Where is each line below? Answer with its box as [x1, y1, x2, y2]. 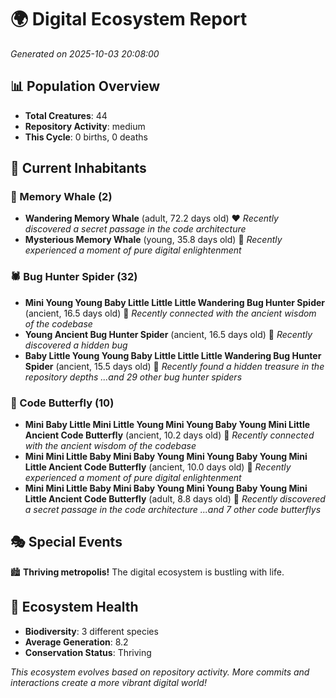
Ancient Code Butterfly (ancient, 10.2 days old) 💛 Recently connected [24, 429, 315, 441]
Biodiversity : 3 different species [24, 625, 159, 637]
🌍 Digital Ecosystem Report [10, 8, 248, 31]
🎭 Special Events [10, 534, 123, 551]
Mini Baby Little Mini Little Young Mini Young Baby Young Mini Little [24, 419, 311, 431]
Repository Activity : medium [24, 120, 146, 132]
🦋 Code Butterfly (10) [10, 396, 115, 410]
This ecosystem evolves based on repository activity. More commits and [10, 666, 310, 678]
